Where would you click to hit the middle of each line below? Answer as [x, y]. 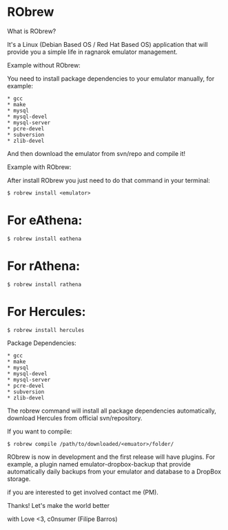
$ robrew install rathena [44, 284]
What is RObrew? [32, 31]
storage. [19, 479]
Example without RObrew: [44, 65]
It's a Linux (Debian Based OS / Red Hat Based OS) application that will [107, 44]
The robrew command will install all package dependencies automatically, [112, 411]
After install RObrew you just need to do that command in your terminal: [108, 180]
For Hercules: [46, 312]
